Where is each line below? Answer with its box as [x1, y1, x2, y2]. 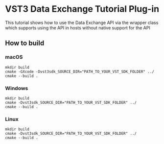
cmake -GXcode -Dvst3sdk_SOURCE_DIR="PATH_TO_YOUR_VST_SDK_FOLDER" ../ [5, 69, 154, 74]
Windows [5, 85, 28, 92]
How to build [5, 39, 45, 48]
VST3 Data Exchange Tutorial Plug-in [5, 3, 160, 15]
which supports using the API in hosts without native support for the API [5, 24, 150, 30]
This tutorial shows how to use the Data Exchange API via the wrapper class [5, 20, 159, 25]
